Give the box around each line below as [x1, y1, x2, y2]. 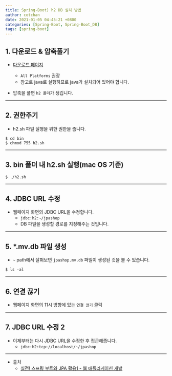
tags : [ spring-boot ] [5, 27, 50, 32]
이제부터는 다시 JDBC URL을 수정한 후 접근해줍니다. [12, 337, 117, 344]
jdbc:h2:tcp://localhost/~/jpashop [20, 344, 96, 349]
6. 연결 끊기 [5, 287, 40, 296]
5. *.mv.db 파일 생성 [5, 242, 67, 251]
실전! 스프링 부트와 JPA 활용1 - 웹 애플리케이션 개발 [20, 365, 123, 371]
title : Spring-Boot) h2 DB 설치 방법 [5, 7, 82, 13]
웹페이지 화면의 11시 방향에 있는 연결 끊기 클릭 [12, 302, 102, 308]
